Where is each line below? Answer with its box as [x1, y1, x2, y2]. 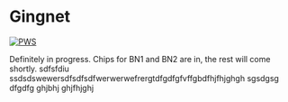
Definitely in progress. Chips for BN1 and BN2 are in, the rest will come [9, 53, 271, 64]
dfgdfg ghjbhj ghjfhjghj [9, 82, 94, 93]
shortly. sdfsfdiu [9, 63, 70, 74]
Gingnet [9, 6, 71, 27]
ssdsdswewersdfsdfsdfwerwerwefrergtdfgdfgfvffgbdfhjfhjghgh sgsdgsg [9, 72, 279, 83]
